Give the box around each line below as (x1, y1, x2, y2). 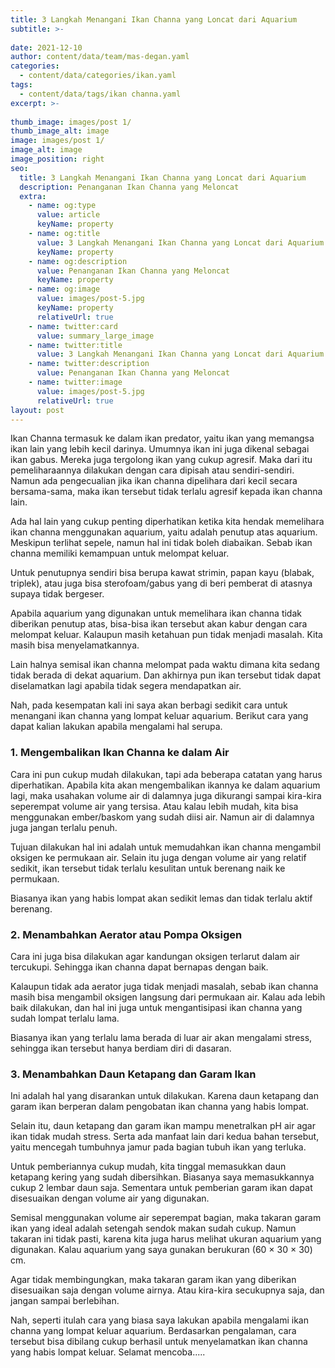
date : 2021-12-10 (10, 42, 83, 53)
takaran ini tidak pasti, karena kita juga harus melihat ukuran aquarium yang (10, 1233, 322, 1245)
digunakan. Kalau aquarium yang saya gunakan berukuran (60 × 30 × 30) (10, 1244, 313, 1256)
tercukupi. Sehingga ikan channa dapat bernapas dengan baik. (10, 961, 269, 973)
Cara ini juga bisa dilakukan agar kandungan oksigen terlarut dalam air (10, 950, 301, 962)
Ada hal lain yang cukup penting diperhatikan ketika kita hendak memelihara (10, 516, 325, 528)
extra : (19, 191, 47, 201)
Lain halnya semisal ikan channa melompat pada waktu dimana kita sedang (10, 659, 320, 671)
